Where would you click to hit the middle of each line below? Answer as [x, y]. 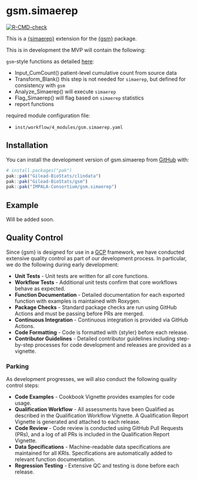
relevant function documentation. [55, 459]
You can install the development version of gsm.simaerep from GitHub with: [98, 160]
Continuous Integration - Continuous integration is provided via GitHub [101, 320]
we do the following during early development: [63, 264]
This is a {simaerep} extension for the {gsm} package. [71, 38]
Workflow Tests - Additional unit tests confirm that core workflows [96, 282]
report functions [34, 104]
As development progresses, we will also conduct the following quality [91, 379]
